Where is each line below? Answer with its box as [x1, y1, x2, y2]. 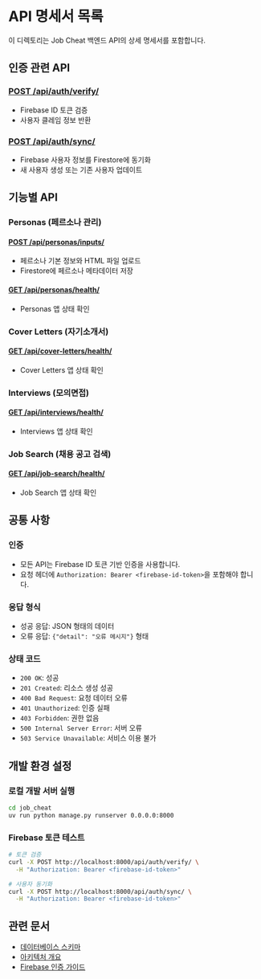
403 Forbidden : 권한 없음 [19, 713, 100, 723]
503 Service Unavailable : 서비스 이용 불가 [19, 733, 157, 743]
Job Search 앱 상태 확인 [19, 487, 97, 498]
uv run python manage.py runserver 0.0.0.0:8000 [8, 811, 174, 819]
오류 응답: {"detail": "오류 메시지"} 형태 [19, 631, 149, 641]
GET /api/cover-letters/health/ [8, 346, 112, 356]
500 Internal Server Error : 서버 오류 [19, 724, 143, 733]
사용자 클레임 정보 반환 [19, 115, 92, 124]
